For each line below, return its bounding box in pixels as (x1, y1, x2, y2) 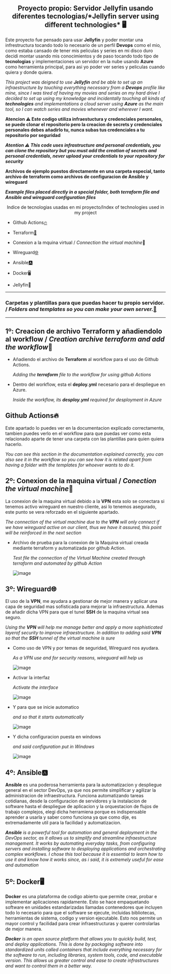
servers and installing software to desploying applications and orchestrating (5, 846, 166, 852)
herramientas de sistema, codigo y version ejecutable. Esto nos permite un (5, 915, 162, 921)
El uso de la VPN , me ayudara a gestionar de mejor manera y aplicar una (5, 598, 158, 604)
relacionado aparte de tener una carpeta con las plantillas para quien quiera (5, 435, 164, 442)
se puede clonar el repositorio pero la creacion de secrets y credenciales (5, 121, 162, 127)
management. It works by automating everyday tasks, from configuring (5, 840, 156, 847)
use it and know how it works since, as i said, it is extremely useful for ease (5, 856, 164, 862)
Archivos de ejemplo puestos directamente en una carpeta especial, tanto (5, 168, 165, 174)
